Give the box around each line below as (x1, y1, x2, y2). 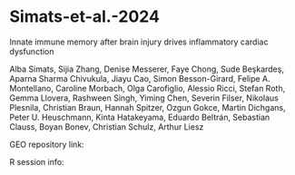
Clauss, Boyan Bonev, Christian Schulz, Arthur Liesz (9, 121, 204, 132)
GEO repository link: (9, 139, 84, 150)
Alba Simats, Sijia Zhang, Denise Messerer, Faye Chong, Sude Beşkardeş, (9, 63, 284, 74)
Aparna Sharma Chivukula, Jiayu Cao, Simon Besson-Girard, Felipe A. (9, 73, 270, 83)
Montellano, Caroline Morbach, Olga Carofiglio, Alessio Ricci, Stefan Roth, (9, 83, 286, 93)
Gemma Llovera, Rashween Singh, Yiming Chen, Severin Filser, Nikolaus (9, 92, 279, 103)
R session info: (9, 156, 65, 167)
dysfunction (9, 45, 54, 56)
